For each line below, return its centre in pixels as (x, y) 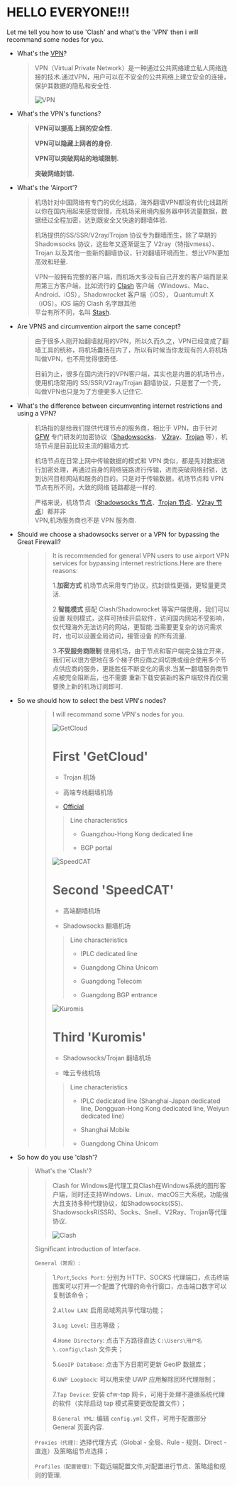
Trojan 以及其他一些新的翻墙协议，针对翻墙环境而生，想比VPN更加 (132, 253)
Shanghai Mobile (105, 1129)
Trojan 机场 (79, 777)
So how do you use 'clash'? (57, 1157)
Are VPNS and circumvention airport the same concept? (99, 326)
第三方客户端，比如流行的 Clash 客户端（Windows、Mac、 (127, 285)
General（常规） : (57, 1263)
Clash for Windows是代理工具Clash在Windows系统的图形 (136, 1185)
